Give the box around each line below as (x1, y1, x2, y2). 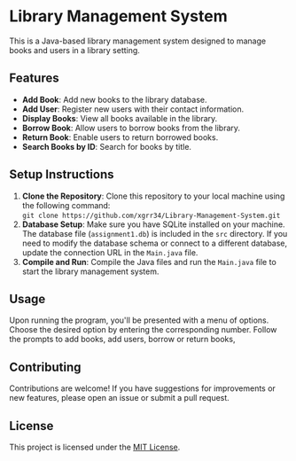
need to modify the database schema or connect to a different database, (21, 238, 288, 248)
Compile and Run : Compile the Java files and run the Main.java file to (21, 256, 277, 267)
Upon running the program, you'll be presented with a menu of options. (9, 315, 269, 325)
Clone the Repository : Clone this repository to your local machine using (21, 191, 285, 201)
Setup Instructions (9, 167, 114, 183)
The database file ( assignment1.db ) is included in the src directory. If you (21, 228, 288, 238)
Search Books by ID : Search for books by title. (21, 141, 192, 152)
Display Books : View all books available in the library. (21, 113, 218, 123)
